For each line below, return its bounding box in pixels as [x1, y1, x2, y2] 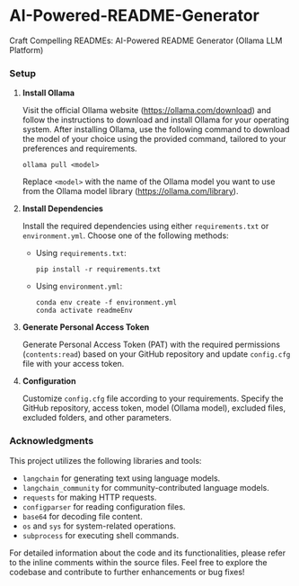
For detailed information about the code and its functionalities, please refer [9, 547, 286, 558]
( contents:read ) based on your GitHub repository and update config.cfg [22, 349, 291, 360]
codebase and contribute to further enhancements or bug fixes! [9, 566, 245, 577]
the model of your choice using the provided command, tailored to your [22, 134, 286, 145]
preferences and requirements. [22, 143, 137, 154]
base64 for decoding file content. [22, 511, 144, 521]
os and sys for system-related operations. [22, 520, 177, 531]
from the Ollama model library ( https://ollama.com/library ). [22, 186, 239, 197]
